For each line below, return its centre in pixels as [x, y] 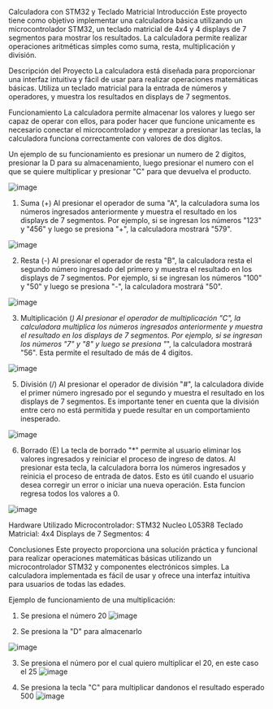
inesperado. [40, 419]
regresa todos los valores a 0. [70, 493]
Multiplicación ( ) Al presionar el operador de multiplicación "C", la [130, 318]
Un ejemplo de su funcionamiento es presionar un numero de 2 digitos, [127, 154]
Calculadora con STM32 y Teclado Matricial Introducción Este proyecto [128, 12]
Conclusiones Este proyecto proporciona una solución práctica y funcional [133, 549]
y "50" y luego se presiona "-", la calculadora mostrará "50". [121, 287]
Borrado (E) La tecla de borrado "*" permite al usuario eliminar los [130, 450]
